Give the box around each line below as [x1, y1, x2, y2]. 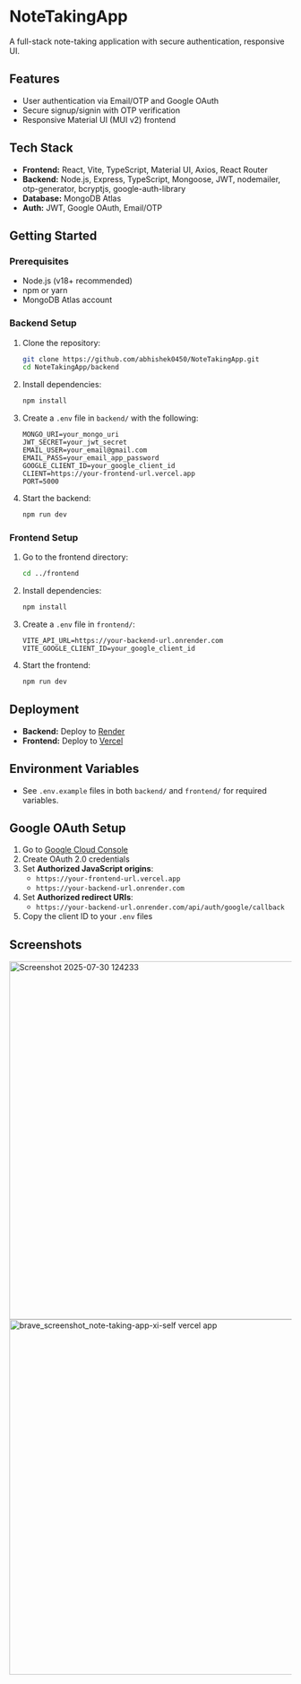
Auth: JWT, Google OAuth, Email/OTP [21, 202, 163, 213]
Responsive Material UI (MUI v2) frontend [21, 114, 176, 125]
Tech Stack [9, 141, 73, 156]
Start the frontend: [21, 660, 91, 671]
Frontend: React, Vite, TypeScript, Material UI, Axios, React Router [21, 164, 269, 175]
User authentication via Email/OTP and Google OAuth [21, 95, 219, 106]
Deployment [9, 702, 80, 717]
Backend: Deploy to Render [21, 725, 125, 736]
